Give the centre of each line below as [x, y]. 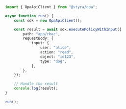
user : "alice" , [55, 48]
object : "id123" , [58, 56]
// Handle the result [36, 84]
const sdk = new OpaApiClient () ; [48, 20]
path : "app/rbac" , [41, 34]
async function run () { [29, 16]
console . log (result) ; [36, 88]
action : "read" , [57, 52]
